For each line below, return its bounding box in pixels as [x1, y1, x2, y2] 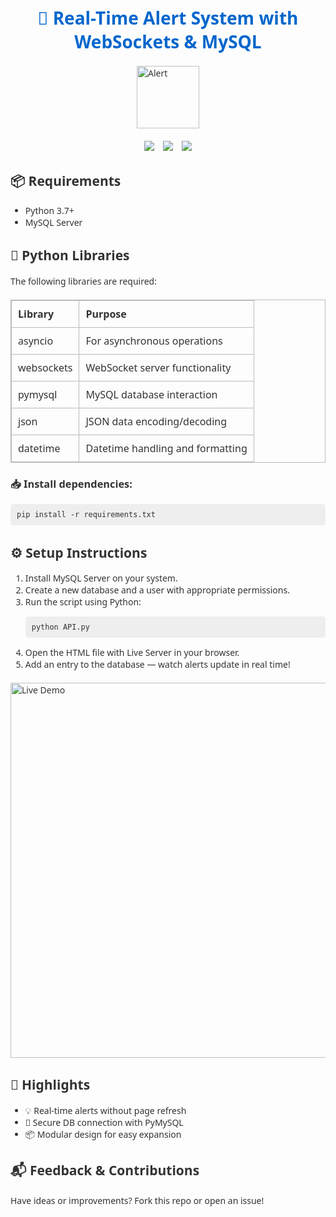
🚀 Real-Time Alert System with [37, 5, 299, 31]
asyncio [18, 333, 54, 348]
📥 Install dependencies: [10, 476, 133, 491]
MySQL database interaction [85, 387, 218, 402]
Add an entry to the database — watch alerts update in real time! [24, 657, 291, 671]
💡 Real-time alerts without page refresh [24, 1104, 187, 1117]
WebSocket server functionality [85, 360, 232, 375]
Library [18, 306, 55, 321]
